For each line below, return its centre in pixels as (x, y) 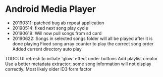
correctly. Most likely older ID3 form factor (48, 69)
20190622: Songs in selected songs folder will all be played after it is (82, 38)
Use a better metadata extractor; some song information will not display (78, 64)
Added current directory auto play (47, 49)
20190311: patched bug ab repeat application (58, 23)
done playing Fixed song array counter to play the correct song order (83, 43)
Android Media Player (51, 9)
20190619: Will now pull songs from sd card (57, 33)
